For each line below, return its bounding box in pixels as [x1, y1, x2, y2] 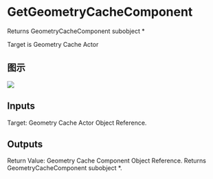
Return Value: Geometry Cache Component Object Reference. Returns [7, 156, 206, 165]
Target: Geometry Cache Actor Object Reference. [7, 118, 147, 127]
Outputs [7, 138, 43, 150]
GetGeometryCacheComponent [7, 4, 193, 20]
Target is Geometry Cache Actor [7, 40, 99, 48]
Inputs [7, 101, 36, 112]
